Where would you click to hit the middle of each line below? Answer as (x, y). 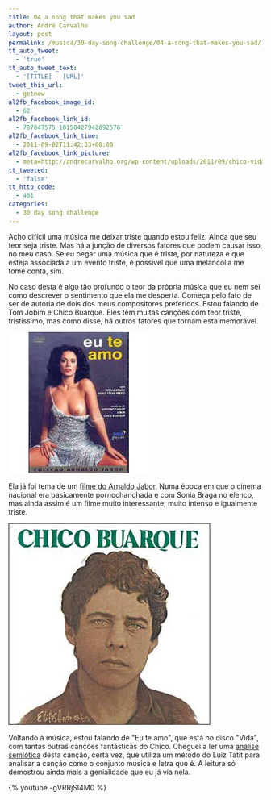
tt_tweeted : (28, 170)
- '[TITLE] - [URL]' (50, 77)
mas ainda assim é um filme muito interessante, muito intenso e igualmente (133, 503)
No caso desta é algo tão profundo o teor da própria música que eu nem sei (134, 286)
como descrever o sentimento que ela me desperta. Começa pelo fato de (130, 295)
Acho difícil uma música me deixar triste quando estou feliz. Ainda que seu (133, 236)
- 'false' (32, 179)
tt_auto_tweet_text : (43, 69)
